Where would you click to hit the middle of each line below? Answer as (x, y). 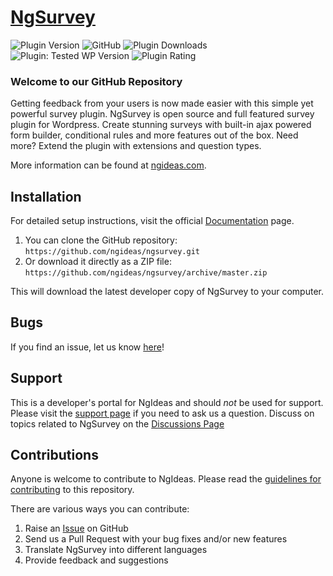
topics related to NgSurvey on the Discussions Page (117, 423)
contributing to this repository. (72, 490)
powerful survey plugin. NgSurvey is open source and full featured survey (162, 114)
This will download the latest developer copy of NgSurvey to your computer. (167, 292)
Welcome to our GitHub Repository (96, 81)
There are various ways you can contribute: (100, 509)
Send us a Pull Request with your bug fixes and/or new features (156, 539)
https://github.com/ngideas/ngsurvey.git (112, 252)
